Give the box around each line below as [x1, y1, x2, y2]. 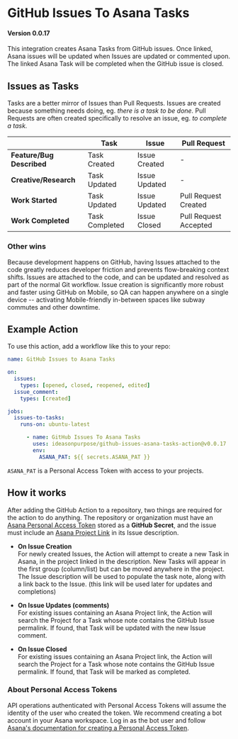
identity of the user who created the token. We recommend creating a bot [7, 709, 222, 717]
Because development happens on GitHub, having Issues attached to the [7, 257, 221, 266]
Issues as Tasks [7, 80, 79, 92]
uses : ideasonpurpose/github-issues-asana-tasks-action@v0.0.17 [33, 441, 227, 448]
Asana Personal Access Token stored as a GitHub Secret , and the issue [7, 521, 217, 529]
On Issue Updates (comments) [17, 601, 110, 609]
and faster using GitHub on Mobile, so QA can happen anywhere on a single [7, 288, 229, 296]
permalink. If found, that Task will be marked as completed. [17, 667, 191, 676]
